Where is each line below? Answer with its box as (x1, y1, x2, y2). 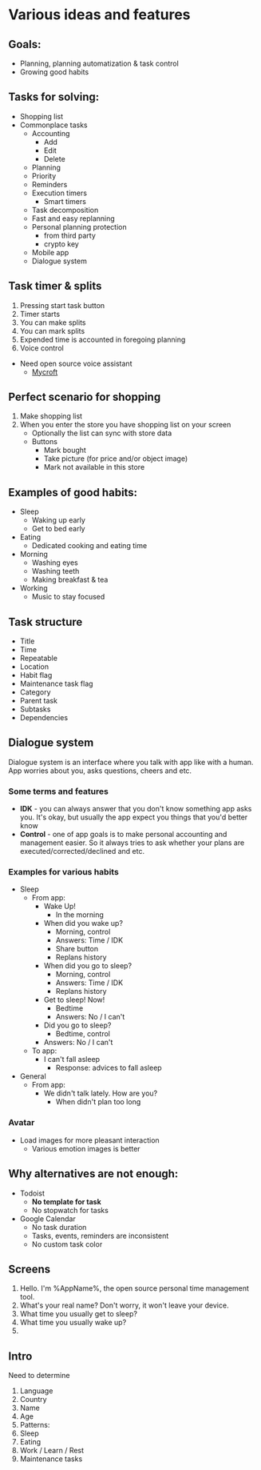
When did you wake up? (43, 919, 124, 928)
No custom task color (31, 1239, 103, 1249)
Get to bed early (31, 524, 85, 534)
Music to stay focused (31, 592, 105, 602)
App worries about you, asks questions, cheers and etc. (8, 766, 192, 775)
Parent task (19, 696, 58, 706)
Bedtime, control (55, 1029, 110, 1039)
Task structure (8, 615, 83, 629)
